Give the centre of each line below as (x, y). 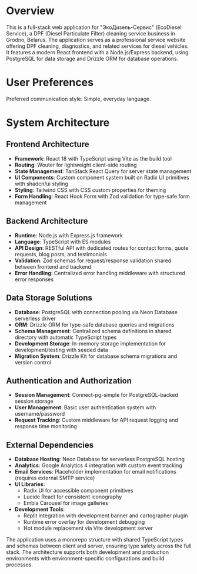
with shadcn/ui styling (41, 184)
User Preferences (50, 82)
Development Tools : (40, 510)
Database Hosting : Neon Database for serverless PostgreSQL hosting (100, 459)
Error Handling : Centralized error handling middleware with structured (100, 273)
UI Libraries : (30, 484)
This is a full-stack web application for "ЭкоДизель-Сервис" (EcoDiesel (94, 27)
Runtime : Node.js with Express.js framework (69, 235)
